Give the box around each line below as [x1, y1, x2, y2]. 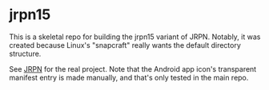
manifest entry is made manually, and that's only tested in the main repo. [9, 72, 249, 82]
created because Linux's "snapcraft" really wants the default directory [9, 40, 241, 49]
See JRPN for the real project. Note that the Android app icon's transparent [9, 64, 257, 73]
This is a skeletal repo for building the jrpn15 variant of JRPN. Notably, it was [9, 32, 261, 41]
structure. [9, 49, 42, 58]
